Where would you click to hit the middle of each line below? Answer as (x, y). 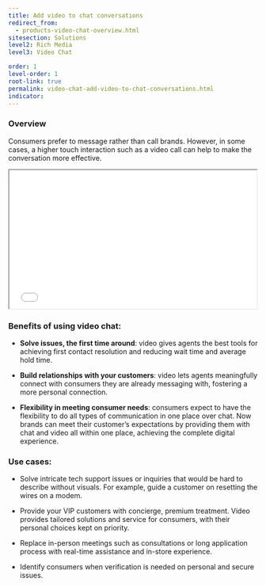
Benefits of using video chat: (65, 325)
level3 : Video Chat (40, 52)
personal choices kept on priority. (74, 528)
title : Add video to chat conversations (76, 15)
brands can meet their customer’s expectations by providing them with (135, 424)
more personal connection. (64, 392)
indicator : (26, 96)
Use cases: (30, 462)
